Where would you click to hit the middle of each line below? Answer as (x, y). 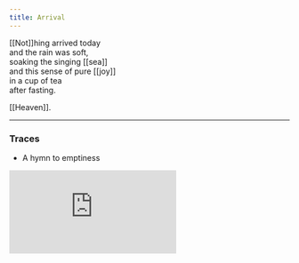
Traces (24, 139)
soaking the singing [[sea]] (59, 61)
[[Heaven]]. (30, 107)
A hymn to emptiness (61, 157)
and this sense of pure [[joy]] (63, 71)
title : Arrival (37, 17)
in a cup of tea (36, 80)
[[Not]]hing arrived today (55, 43)
